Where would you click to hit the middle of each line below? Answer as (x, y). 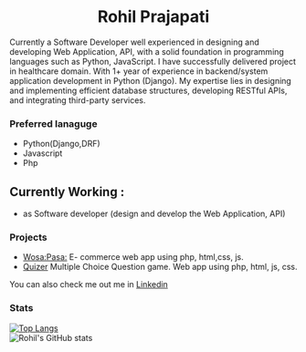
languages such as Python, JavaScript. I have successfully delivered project (153, 61)
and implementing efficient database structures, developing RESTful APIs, (148, 90)
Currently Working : (67, 192)
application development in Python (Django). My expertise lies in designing (151, 80)
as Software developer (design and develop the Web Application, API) (154, 214)
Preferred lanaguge (53, 123)
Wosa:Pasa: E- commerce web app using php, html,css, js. (133, 257)
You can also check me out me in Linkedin (89, 285)
